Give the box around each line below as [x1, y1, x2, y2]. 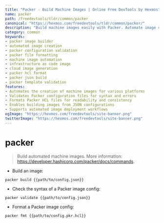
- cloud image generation [5, 66, 58, 71]
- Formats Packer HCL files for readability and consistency [5, 98, 132, 103]
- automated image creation [5, 43, 62, 48]
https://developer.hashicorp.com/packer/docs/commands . [17, 158, 135, 164]
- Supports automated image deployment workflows [5, 107, 108, 112]
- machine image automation [5, 57, 62, 62]
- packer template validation [5, 80, 67, 84]
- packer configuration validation [5, 48, 78, 53]
